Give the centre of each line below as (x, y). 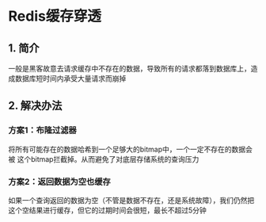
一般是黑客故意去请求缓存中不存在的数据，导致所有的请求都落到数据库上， (129, 69)
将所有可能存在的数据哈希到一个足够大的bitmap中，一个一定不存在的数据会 (131, 149)
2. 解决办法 (35, 106)
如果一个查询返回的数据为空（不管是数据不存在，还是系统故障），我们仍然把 (131, 200)
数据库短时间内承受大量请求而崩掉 (70, 78)
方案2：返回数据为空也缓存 (59, 182)
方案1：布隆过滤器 (42, 130)
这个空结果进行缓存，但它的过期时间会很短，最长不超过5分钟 (108, 210)
